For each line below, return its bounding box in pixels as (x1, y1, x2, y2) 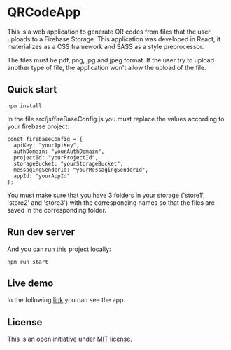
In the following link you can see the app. (7, 296, 126, 304)
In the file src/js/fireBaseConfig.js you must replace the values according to (7, 114, 225, 123)
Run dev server (7, 226, 76, 238)
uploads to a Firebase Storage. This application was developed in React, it (7, 34, 221, 43)
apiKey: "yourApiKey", (13, 142, 80, 149)
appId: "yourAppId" (13, 173, 71, 180)
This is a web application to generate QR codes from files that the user (7, 27, 211, 36)
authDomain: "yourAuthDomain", (13, 148, 105, 155)
